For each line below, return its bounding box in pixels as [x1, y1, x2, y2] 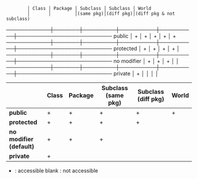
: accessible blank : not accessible [14, 167, 98, 174]
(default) [9, 142, 34, 150]
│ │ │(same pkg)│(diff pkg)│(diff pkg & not [27, 11, 176, 16]
